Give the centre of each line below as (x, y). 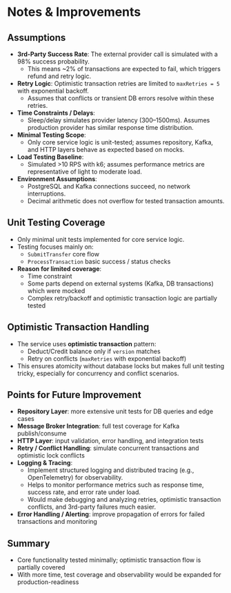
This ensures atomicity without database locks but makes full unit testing (121, 366)
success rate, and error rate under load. (84, 492)
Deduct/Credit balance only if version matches (94, 351)
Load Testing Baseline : (50, 157)
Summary (29, 543)
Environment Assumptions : (57, 179)
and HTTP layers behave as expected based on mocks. (106, 150)
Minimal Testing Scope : (51, 135)
